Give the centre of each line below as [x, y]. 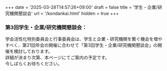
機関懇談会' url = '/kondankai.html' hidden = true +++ [64, 13]
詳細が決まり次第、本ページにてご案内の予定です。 [57, 58]
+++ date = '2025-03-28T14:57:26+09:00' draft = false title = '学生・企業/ [82, 7]
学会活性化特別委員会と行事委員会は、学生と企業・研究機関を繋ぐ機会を [79, 39]
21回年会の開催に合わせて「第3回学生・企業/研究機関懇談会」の [92, 45]
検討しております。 [33, 51]
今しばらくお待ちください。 [34, 64]
